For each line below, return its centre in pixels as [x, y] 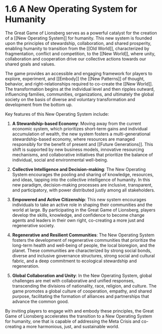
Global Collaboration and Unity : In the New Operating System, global [82, 275]
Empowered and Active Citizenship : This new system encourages [79, 199]
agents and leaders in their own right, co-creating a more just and [78, 220]
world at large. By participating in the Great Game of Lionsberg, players [84, 210]
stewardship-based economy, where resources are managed [73, 139]
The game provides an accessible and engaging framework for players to [79, 73]
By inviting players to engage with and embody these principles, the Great [80, 311]
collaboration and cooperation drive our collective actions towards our [76, 59]
